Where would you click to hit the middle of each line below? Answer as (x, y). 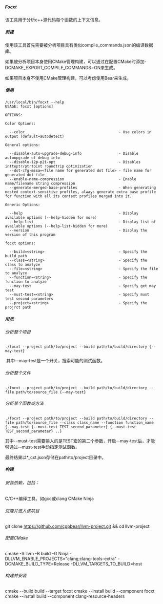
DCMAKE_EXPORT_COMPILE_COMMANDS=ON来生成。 (61, 67)
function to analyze (26, 281)
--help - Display (74, 213)
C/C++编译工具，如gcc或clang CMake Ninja (50, 499)
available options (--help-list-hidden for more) (57, 226)
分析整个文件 (18, 373)
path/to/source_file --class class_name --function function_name (85, 422)
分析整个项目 (18, 332)
